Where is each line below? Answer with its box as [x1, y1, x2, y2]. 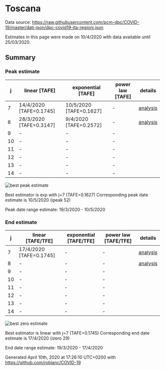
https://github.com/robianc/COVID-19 [5, 359, 81, 365]
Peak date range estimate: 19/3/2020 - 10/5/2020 [5, 206, 106, 212]
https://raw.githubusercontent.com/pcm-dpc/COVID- [31, 19, 140, 25]
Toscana [5, 3, 41, 14]
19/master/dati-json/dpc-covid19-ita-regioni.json [5, 24, 104, 30]
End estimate [5, 219, 37, 226]
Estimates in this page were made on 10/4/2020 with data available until [5, 34, 151, 40]
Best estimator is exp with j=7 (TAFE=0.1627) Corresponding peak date [5, 192, 148, 198]
